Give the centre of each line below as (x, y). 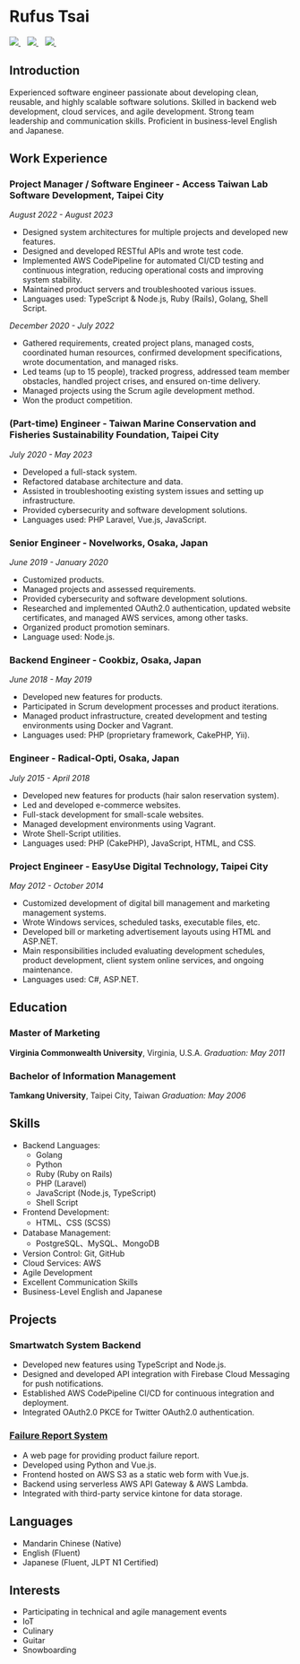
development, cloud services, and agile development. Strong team (132, 111)
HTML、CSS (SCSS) (73, 1223)
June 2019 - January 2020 (59, 562)
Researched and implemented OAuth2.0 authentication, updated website (156, 608)
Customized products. (63, 579)
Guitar (34, 1641)
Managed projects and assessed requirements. (109, 589)
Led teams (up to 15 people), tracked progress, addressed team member (156, 372)
